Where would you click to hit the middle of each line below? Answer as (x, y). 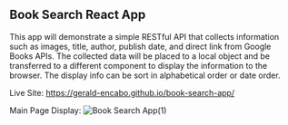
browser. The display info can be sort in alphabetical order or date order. (145, 75)
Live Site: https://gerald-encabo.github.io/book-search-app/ (122, 92)
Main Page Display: (45, 110)
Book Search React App (78, 15)
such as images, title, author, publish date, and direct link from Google (140, 46)
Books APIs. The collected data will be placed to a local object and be (140, 56)
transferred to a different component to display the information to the (139, 65)
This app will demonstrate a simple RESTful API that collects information (144, 36)
